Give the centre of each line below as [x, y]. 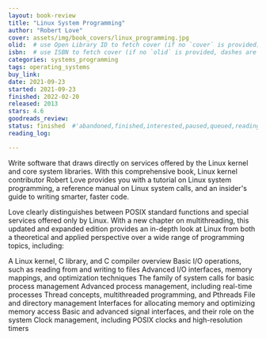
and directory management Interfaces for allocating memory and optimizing [132, 303]
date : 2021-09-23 [37, 82]
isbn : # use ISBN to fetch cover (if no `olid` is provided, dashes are [133, 52]
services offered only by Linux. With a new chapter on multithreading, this [129, 220]
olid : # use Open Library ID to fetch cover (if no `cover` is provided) [134, 45]
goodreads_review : [38, 119]
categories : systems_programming [63, 60]
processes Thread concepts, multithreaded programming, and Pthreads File [132, 295]
